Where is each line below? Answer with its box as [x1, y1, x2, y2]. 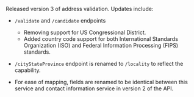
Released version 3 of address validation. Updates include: [5, 5, 154, 12]
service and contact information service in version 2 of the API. [14, 85, 174, 92]
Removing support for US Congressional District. [23, 29, 146, 36]
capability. [14, 66, 41, 74]
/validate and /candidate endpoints [14, 17, 106, 24]
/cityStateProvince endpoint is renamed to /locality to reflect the [14, 60, 184, 67]
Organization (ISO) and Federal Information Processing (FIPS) [23, 42, 178, 49]
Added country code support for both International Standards [23, 35, 178, 42]
